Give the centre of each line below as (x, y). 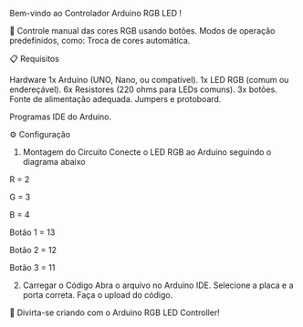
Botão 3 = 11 (32, 267)
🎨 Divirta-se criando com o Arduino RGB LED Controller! (115, 312)
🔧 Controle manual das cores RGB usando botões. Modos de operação (142, 31)
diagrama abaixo (54, 162)
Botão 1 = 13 (32, 232)
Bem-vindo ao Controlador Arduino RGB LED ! (96, 13)
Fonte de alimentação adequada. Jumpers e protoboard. (115, 99)
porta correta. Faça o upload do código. (98, 295)
